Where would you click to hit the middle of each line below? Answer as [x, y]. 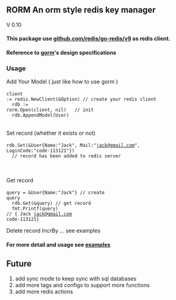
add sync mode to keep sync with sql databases [76, 278]
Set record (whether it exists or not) [51, 133]
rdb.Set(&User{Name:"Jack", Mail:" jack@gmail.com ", [73, 146]
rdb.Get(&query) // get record [51, 204]
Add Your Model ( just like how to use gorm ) [62, 82]
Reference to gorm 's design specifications [62, 52]
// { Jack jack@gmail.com [39, 214]
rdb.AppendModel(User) [40, 115]
